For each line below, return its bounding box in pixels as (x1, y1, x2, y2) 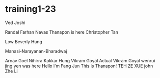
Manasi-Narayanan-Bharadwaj (5, 48, 67, 54)
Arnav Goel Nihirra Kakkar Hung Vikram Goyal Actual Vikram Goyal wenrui (5, 57, 156, 63)
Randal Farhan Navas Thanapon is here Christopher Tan (5, 29, 119, 35)
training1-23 (5, 3, 56, 15)
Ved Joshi (5, 20, 26, 26)
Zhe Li (5, 68, 18, 74)
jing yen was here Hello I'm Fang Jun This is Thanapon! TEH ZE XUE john (5, 63, 153, 69)
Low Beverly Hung (5, 38, 43, 45)
